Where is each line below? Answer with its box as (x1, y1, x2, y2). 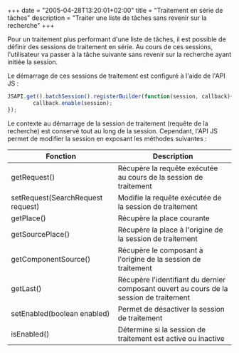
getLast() (11, 283, 42, 293)
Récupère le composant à (117, 245, 203, 255)
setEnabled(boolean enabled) (11, 308, 110, 318)
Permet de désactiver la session (117, 304, 225, 314)
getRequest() (11, 172, 55, 182)
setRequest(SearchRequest (11, 193, 103, 203)
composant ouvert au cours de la (117, 283, 228, 293)
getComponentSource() (11, 254, 91, 264)
